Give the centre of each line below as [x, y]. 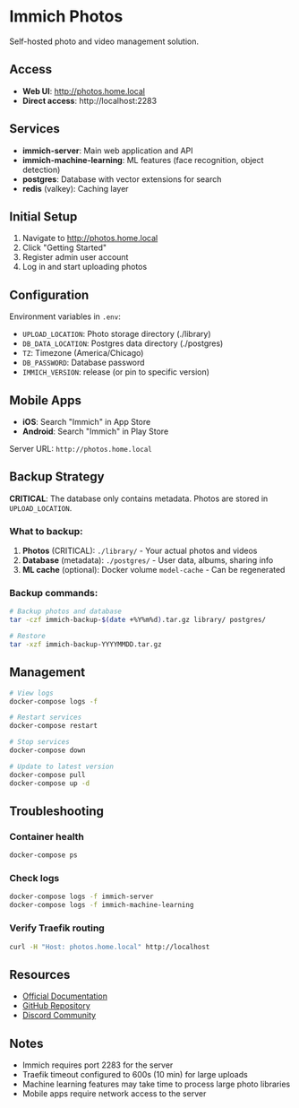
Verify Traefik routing [57, 928]
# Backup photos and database [66, 611]
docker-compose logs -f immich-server [81, 897]
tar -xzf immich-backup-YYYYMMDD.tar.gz [86, 645]
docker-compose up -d [50, 783]
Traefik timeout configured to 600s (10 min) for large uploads [135, 1074]
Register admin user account [75, 257]
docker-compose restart [54, 726]
